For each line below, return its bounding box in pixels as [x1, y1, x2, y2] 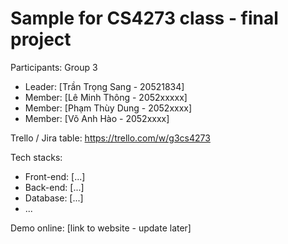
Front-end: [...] [24, 170, 86, 182]
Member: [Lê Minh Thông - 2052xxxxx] [24, 91, 188, 103]
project [10, 28, 72, 51]
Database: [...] [24, 192, 84, 204]
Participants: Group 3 [10, 61, 98, 73]
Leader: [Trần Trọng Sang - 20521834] [24, 80, 185, 92]
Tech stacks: [10, 151, 63, 163]
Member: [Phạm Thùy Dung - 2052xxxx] [24, 102, 193, 114]
